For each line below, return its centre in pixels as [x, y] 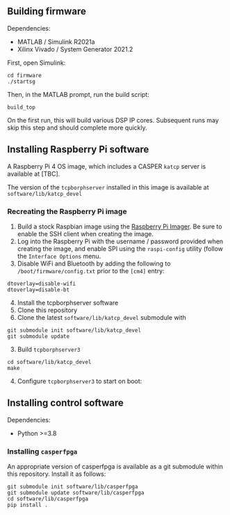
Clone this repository [47, 310]
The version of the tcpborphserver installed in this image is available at [108, 187]
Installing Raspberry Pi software [78, 149]
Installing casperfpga [42, 451]
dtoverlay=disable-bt [39, 290]
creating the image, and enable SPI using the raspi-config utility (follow [120, 248]
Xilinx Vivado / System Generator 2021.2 [75, 49]
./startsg [22, 82]
